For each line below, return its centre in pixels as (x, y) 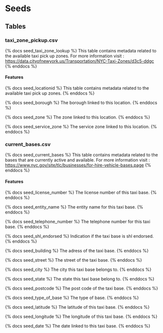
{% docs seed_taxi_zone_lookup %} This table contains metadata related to (81, 50)
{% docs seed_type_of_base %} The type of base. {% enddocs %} (72, 298)
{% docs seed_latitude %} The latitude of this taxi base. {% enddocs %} (77, 307)
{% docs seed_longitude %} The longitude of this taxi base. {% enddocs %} (81, 316)
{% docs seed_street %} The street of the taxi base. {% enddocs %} (74, 260)
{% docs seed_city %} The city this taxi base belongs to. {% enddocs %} (78, 269)
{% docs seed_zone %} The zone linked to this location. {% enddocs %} (78, 117)
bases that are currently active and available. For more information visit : (77, 160)
